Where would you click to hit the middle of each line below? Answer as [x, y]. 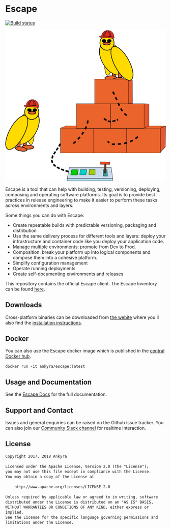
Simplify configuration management [50, 263]
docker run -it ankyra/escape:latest [45, 367]
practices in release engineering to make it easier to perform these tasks [81, 200]
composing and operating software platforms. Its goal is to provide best [80, 194]
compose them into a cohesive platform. [55, 257]
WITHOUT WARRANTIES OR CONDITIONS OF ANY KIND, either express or [77, 507]
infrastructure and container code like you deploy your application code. [88, 241]
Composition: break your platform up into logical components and [81, 252]
